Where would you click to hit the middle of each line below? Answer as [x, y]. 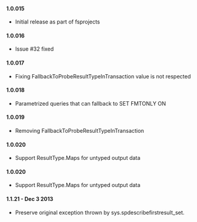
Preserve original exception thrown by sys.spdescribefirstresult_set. [100, 212]
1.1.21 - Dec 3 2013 [30, 199]
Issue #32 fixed [34, 49]
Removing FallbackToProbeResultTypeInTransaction [79, 131]
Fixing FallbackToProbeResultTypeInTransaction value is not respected [103, 76]
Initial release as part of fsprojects [57, 22]
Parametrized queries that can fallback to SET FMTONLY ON [90, 103]
